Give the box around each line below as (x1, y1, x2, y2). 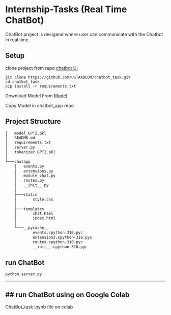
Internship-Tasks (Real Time (5, 4, 127, 15)
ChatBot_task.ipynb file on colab (5, 304, 73, 310)
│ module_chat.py (14, 173, 56, 179)
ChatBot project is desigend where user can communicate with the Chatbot (5, 31, 163, 37)
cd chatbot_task (5, 79, 40, 84)
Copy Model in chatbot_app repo (5, 102, 74, 108)
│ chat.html (14, 211, 53, 216)
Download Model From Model (5, 93, 68, 99)
